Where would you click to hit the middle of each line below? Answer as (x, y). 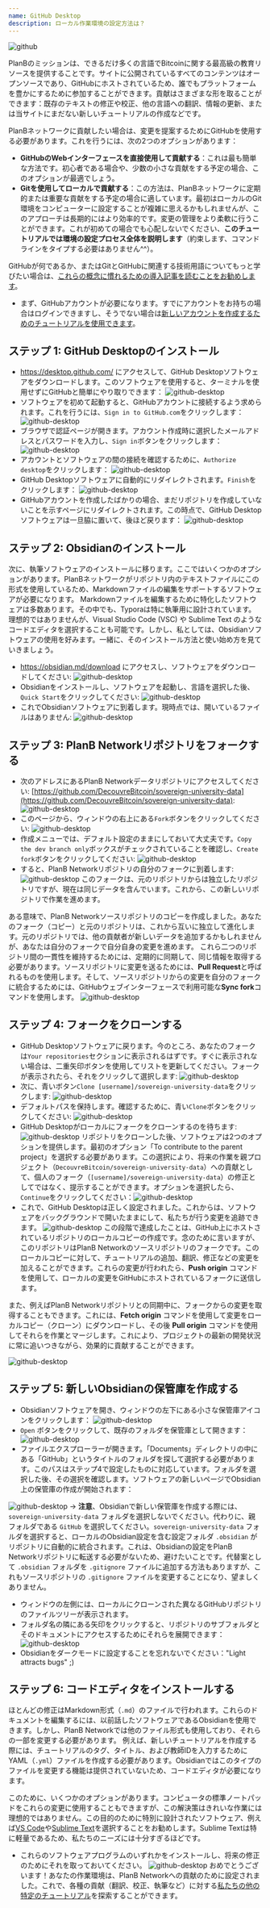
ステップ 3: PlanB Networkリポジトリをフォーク (129, 745)
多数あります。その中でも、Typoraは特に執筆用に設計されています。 (143, 609)
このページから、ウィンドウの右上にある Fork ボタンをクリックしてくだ (137, 818)
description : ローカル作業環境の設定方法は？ (77, 23)
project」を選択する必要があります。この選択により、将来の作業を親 (133, 1156)
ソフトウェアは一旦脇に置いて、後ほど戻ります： (101, 520)
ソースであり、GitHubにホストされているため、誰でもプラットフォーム (139, 83)
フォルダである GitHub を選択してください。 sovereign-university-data (126, 1526)
